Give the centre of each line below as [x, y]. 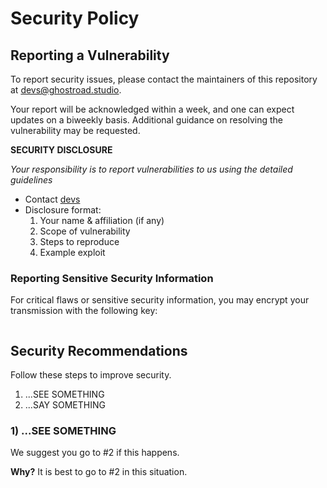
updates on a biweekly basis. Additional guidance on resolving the [146, 120]
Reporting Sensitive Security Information [112, 278]
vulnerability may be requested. [75, 130]
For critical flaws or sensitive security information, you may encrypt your [160, 300]
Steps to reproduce [79, 241]
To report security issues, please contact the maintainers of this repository [164, 79]
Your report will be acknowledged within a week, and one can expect [152, 109]
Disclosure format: [63, 210]
